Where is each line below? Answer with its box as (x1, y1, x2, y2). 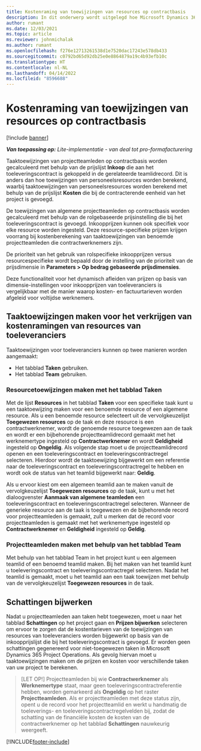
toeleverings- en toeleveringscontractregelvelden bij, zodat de (20, 707, 175, 714)
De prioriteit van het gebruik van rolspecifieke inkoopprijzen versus (6, 251, 172, 258)
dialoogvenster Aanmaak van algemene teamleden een (6, 494, 145, 501)
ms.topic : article (6, 31, 52, 37)
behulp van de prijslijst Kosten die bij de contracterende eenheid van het (6, 190, 185, 197)
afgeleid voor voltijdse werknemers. (6, 295, 95, 302)
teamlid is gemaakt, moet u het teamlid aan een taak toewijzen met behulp (6, 573, 190, 581)
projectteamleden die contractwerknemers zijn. (6, 239, 123, 247)
